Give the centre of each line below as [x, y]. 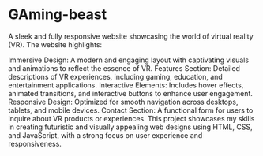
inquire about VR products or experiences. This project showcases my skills [131, 118]
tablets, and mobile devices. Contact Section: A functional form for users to [131, 110]
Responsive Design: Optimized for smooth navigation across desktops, [123, 102]
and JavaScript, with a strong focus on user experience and [105, 135]
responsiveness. [35, 143]
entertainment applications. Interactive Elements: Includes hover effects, [126, 85]
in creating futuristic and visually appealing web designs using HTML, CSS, [130, 127]
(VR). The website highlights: [55, 44]
